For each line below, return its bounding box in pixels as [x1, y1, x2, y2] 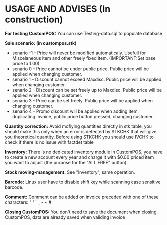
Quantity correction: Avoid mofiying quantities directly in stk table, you [5, 123, 152, 129]
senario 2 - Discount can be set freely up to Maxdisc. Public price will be [12, 87, 162, 93]
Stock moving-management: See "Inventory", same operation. [5, 169, 136, 175]
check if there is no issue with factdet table [5, 139, 94, 145]
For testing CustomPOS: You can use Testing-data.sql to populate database [5, 30, 162, 36]
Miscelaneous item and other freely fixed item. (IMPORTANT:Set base [12, 55, 156, 61]
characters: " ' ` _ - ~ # [5, 199, 52, 205]
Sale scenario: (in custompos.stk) [5, 40, 77, 46]
